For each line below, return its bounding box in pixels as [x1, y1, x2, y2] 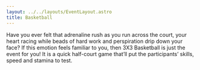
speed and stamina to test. [6, 57, 73, 64]
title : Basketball [6, 14, 53, 21]
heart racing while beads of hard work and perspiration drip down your [6, 37, 183, 45]
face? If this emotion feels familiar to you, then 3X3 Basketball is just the [6, 43, 185, 51]
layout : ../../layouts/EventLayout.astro [6, 8, 112, 15]
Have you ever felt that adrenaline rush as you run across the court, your [6, 31, 187, 38]
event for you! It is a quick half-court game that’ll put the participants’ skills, [6, 50, 195, 57]
